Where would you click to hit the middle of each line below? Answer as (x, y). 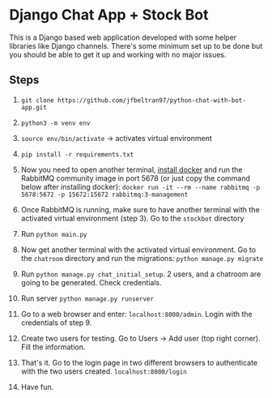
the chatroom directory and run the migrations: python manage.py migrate (142, 258)
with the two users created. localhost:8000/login (104, 371)
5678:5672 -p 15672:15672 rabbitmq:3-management (104, 195)
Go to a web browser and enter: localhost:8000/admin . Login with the (137, 314)
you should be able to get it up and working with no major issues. (118, 54)
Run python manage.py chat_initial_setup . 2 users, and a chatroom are (141, 274)
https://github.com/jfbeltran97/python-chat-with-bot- (151, 100)
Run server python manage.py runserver (87, 298)
